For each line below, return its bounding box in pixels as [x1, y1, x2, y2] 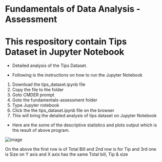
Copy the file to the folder [12, 87, 64, 93]
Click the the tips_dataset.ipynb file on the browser [12, 107, 115, 113]
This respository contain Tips [5, 36, 127, 47]
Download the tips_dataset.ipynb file [12, 81, 85, 87]
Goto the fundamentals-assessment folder [12, 97, 98, 103]
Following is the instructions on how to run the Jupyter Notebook [12, 72, 143, 78]
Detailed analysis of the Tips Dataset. [12, 62, 87, 69]
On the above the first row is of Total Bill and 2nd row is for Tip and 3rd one [5, 146, 157, 152]
